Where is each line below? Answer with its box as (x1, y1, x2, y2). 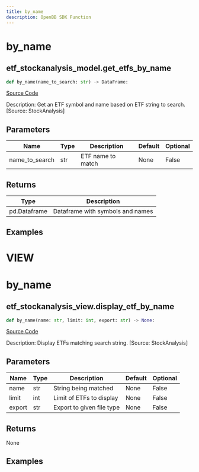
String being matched (53, 384, 114, 393)
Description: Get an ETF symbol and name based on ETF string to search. (6, 101, 185, 108)
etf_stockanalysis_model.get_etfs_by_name (6, 63, 172, 73)
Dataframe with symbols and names (53, 207, 153, 215)
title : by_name (6, 8, 44, 15)
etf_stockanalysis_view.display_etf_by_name (6, 301, 175, 312)
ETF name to (81, 152, 116, 160)
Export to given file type (53, 403, 120, 412)
